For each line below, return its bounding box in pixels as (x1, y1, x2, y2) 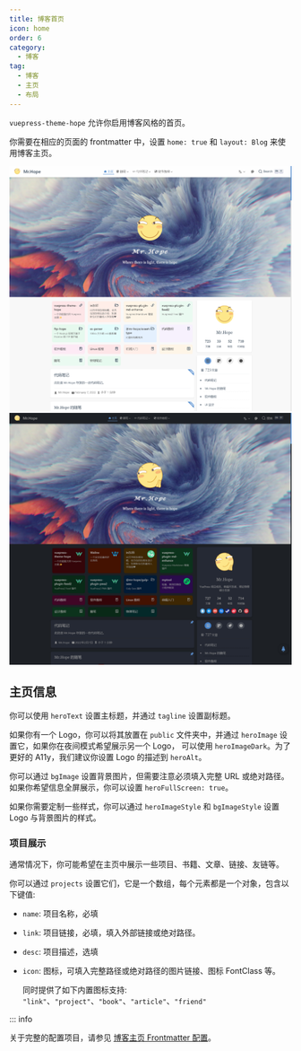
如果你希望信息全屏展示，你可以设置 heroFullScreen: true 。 (9, 782, 234, 793)
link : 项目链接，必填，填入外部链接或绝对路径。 (21, 927, 201, 938)
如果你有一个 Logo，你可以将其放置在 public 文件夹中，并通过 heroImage (9, 729, 278, 740)
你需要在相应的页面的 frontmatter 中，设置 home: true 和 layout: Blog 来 (9, 136, 279, 147)
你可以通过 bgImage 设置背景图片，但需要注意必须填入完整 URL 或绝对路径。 (9, 770, 289, 781)
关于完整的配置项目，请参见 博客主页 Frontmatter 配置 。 (9, 1032, 217, 1043)
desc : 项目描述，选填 (21, 947, 99, 958)
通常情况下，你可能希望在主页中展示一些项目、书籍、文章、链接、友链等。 (9, 859, 284, 870)
